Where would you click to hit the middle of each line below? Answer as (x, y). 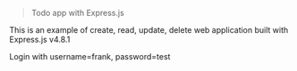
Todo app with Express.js (78, 13)
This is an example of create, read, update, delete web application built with (149, 30)
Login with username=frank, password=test (90, 56)
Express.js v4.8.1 (40, 39)
